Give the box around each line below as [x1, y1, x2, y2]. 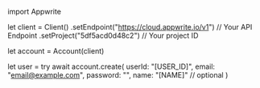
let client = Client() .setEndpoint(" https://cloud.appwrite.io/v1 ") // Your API [7, 22, 253, 31]
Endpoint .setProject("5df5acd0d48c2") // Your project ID [7, 31, 199, 40]
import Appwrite [7, 7, 62, 16]
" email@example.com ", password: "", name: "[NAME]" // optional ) [7, 70, 229, 79]
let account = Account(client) [7, 46, 105, 55]
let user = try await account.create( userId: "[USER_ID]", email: [7, 62, 215, 71]
